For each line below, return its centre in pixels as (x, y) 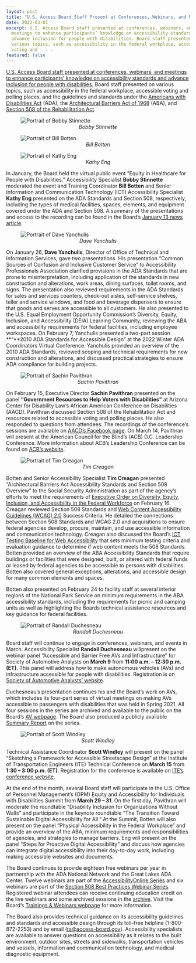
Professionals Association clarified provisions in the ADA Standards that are (97, 271)
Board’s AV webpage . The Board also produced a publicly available (87, 716)
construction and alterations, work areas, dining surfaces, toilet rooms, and (96, 283)
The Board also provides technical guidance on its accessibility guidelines (95, 916)
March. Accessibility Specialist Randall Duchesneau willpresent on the (91, 649)
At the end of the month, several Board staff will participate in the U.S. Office (98, 788)
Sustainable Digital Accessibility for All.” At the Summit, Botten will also (91, 819)
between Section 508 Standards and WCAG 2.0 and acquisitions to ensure (96, 522)
